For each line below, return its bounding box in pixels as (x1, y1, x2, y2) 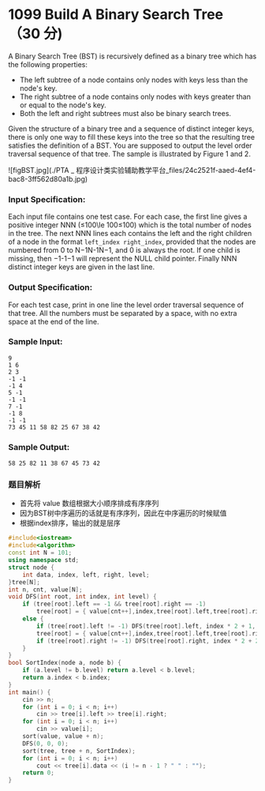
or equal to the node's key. (19, 100, 106, 110)
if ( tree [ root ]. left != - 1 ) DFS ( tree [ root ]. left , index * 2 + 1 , (36, 622, 256, 630)
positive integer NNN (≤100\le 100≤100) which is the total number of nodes (8, 220, 252, 230)
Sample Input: (8, 336, 63, 347)
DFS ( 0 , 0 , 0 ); (22, 740, 69, 748)
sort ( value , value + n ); (22, 733, 104, 740)
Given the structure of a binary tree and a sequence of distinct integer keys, (8, 124, 255, 133)
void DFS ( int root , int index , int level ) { (8, 593, 157, 601)
